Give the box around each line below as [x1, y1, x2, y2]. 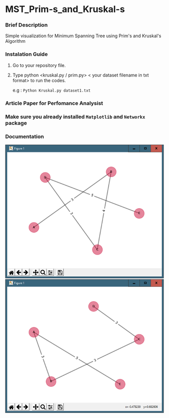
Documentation [5, 133, 44, 140]
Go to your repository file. [12, 62, 66, 68]
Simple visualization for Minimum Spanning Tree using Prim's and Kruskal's [5, 33, 161, 39]
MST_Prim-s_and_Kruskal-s [5, 4, 125, 15]
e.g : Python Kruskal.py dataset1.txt [12, 87, 91, 93]
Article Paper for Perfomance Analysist [5, 100, 103, 107]
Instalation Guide [5, 51, 48, 58]
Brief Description [5, 22, 48, 29]
